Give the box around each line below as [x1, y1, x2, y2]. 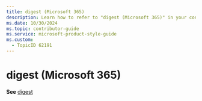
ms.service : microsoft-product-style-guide [6, 31, 117, 37]
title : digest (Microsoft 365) [6, 8, 85, 15]
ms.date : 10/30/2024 [6, 20, 58, 26]
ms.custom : [6, 37, 34, 43]
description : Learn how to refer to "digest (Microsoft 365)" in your [6, 14, 187, 20]
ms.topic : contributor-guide [6, 25, 79, 32]
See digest [6, 88, 33, 95]
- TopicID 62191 [11, 43, 52, 49]
